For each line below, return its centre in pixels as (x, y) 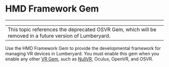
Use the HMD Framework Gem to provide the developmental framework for (83, 48)
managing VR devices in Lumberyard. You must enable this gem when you (82, 53)
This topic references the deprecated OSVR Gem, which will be (82, 29)
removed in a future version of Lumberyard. (59, 36)
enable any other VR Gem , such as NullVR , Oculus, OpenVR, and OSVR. (79, 59)
